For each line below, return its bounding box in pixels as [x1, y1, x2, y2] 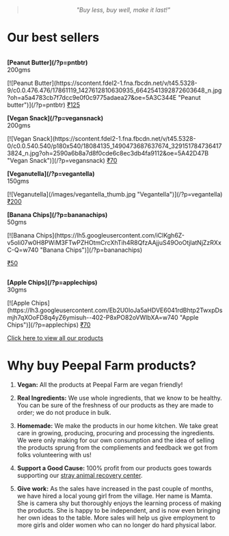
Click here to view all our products [7, 333, 104, 342]
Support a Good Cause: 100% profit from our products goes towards [16, 463, 212, 472]
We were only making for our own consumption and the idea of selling [16, 436, 215, 444]
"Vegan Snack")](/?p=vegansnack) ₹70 [7, 156, 118, 164]
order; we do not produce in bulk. [16, 408, 111, 416]
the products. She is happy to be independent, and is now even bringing [16, 506, 221, 514]
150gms [7, 177, 29, 185]
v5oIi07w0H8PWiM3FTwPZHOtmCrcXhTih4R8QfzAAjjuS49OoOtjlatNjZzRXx [7, 238, 222, 246]
